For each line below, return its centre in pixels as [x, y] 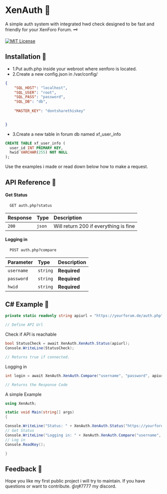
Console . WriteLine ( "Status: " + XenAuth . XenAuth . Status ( [65, 426]
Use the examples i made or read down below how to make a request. [77, 167]
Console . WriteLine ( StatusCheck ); [40, 348]
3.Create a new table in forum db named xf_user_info [67, 134]
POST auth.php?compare [33, 250]
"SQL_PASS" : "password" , [40, 97]
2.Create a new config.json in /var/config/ [55, 74]
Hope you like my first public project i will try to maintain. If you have [75, 481]
